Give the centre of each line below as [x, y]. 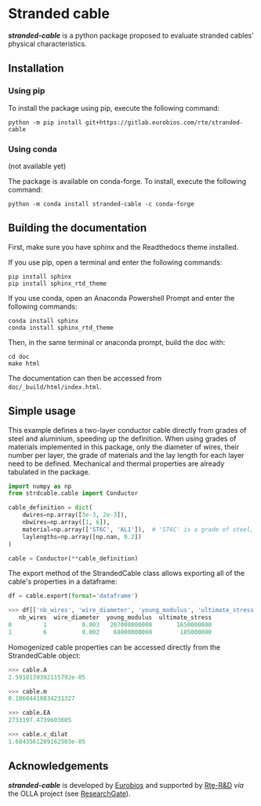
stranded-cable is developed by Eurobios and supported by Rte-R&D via [126, 785]
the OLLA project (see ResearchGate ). [69, 793]
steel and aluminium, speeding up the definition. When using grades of [122, 438]
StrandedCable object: [44, 655]
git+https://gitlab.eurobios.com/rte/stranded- [164, 123]
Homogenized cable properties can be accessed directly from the [114, 647]
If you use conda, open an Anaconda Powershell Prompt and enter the [121, 298]
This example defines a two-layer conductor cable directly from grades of [127, 430]
